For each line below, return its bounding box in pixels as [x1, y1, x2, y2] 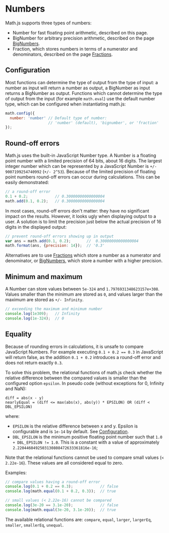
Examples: [5, 470, 27, 476]
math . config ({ [5, 111, 35, 116]
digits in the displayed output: [5, 224, 67, 230]
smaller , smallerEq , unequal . [5, 522, 64, 528]
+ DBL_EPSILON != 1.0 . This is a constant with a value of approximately [12, 439, 160, 445]
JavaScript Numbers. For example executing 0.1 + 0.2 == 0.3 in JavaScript [5, 348, 163, 355]
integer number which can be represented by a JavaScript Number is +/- [5, 163, 157, 169]
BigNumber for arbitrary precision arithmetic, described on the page [12, 35, 155, 41]
